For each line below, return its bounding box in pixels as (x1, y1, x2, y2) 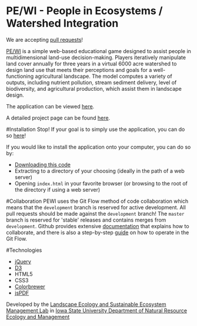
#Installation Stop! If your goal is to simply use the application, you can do (6, 126, 185, 133)
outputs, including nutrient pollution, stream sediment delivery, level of (6, 78, 177, 86)
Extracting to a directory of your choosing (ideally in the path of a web (14, 167, 185, 174)
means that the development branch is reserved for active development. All (6, 203, 186, 210)
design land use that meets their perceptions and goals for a (6, 66, 152, 73)
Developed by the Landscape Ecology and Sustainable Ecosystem (6, 301, 166, 308)
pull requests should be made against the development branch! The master (6, 210, 185, 217)
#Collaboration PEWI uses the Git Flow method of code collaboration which (6, 197, 189, 205)
